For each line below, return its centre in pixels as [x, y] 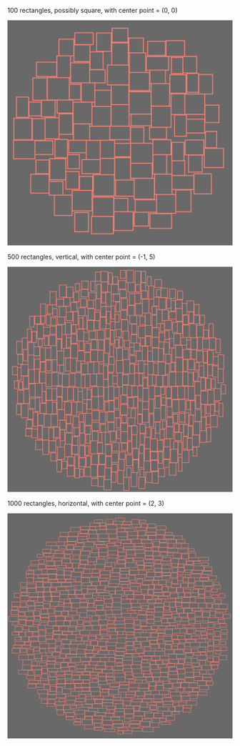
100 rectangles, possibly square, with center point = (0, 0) [92, 10]
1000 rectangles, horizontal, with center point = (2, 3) [86, 503]
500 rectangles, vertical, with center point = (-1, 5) [81, 257]
